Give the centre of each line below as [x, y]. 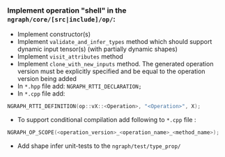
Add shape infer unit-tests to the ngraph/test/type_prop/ [99, 146]
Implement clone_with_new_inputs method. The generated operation [115, 64]
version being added [47, 79]
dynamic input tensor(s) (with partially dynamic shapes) [97, 49]
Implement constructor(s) [54, 34]
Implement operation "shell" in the [67, 10]
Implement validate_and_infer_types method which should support [115, 42]
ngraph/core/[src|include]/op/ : [62, 19]
